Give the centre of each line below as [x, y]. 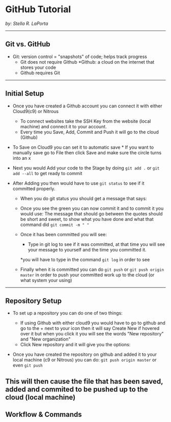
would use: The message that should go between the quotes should [91, 214]
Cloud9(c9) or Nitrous [36, 111]
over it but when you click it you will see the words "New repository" [92, 334]
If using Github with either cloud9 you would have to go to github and [93, 323]
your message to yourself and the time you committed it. [87, 249]
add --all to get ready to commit [47, 173]
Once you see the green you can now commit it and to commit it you [92, 208]
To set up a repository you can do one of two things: [68, 313]
